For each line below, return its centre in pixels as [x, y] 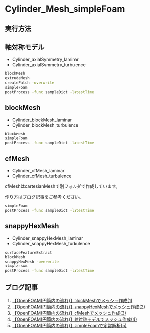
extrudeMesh [17, 78]
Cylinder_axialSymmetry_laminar [46, 59]
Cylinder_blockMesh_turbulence [45, 125]
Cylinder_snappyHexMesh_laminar [48, 238]
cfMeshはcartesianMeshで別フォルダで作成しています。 [63, 186]
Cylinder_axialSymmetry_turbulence [49, 65]
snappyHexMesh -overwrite [32, 262]
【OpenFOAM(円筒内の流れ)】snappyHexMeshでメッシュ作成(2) [78, 307]
